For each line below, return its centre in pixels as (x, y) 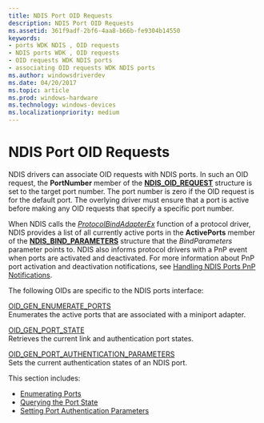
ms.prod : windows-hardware (53, 98)
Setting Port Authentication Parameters (84, 410)
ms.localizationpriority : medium (64, 113)
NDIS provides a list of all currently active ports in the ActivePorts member (132, 232)
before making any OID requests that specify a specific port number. (121, 208)
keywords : (25, 38)
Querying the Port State (59, 402)
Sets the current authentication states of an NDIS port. (98, 362)
